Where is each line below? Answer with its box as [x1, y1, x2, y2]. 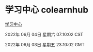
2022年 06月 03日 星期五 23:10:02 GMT [5, 41, 85, 47]
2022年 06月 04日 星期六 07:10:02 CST [5, 31, 83, 37]
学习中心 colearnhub [5, 4, 89, 15]
